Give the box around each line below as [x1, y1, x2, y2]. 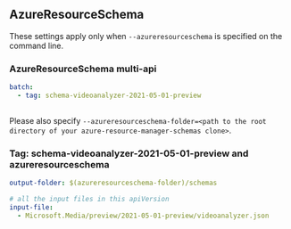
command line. [9, 40, 64, 51]
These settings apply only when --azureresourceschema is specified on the [9, 30, 283, 41]
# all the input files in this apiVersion [9, 194, 170, 203]
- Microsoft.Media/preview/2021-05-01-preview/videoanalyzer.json [17, 211, 270, 220]
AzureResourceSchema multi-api [9, 62, 157, 75]
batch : [9, 83, 34, 92]
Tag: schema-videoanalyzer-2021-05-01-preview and [9, 147, 249, 159]
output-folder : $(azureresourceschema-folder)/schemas [9, 178, 218, 188]
